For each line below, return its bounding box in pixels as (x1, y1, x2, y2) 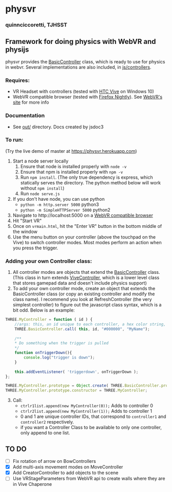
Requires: (5, 77, 30, 84)
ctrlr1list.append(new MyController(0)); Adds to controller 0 (20, 403, 154, 409)
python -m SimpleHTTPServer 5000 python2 (20, 206, 111, 213)
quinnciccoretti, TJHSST (5, 21, 68, 29)
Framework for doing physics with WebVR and (5, 37, 156, 46)
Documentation (5, 112, 45, 119)
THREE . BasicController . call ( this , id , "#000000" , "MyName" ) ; (14, 326, 150, 332)
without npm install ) (20, 185, 65, 191)
